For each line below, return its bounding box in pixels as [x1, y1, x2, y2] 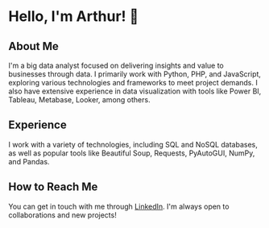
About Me [8, 39, 59, 53]
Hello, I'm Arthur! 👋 [8, 7, 139, 26]
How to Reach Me [8, 180, 98, 194]
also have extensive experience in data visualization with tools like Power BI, [8, 86, 262, 96]
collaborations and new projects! [8, 209, 117, 220]
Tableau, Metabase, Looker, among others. [8, 95, 151, 104]
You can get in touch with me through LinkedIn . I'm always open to [8, 201, 230, 211]
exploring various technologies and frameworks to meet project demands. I [8, 78, 258, 87]
